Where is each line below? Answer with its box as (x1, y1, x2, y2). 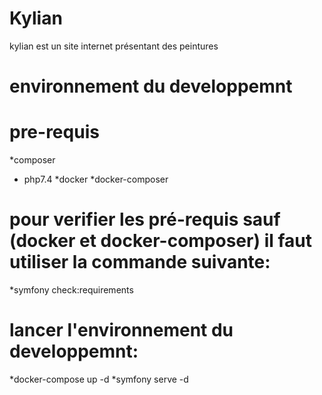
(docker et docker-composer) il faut (9, 230, 312, 252)
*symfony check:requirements (9, 284, 134, 296)
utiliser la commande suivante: (9, 251, 271, 274)
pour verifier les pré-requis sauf (9, 208, 281, 231)
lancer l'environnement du (9, 319, 234, 342)
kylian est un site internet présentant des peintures (9, 40, 219, 52)
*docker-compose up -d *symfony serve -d (9, 373, 189, 385)
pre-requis (9, 121, 100, 144)
